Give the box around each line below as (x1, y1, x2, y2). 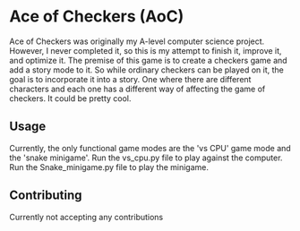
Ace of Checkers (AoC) (9, 6, 184, 27)
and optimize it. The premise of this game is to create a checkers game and (9, 55, 288, 65)
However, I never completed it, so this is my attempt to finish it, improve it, (9, 45, 282, 56)
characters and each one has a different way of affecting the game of (9, 83, 266, 94)
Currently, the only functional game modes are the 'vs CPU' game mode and (9, 142, 291, 153)
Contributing (9, 188, 82, 203)
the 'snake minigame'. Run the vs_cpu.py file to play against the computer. (9, 152, 283, 163)
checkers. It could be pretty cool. (9, 92, 132, 104)
